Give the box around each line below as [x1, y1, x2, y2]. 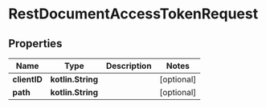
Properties [8, 37, 63, 50]
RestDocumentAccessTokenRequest [8, 5, 259, 23]
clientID [12, 74, 43, 85]
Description [105, 61, 152, 71]
